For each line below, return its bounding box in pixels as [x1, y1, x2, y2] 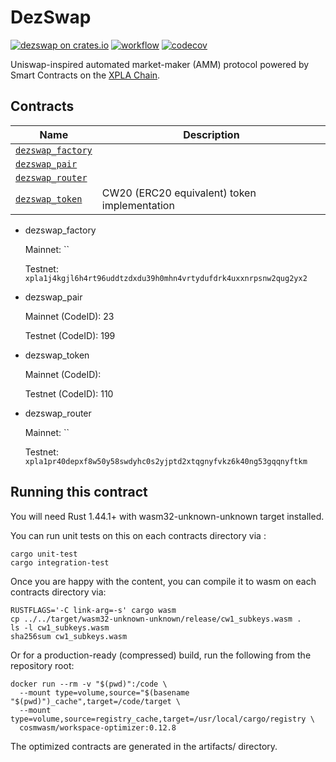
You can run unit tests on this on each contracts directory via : [10, 529, 267, 541]
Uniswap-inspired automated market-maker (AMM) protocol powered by [10, 58, 310, 70]
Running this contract [10, 484, 148, 501]
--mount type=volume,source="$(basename [19, 687, 190, 698]
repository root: [10, 659, 75, 671]
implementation [101, 198, 175, 212]
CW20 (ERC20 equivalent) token [101, 186, 257, 200]
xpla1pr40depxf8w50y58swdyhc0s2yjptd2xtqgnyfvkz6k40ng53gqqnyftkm [24, 456, 308, 466]
